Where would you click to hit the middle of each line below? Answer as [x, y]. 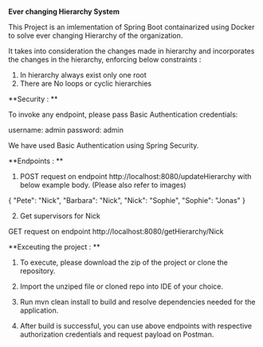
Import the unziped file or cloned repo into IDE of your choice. [122, 286]
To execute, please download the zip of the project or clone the [124, 262]
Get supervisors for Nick [60, 216]
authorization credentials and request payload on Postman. [117, 334]
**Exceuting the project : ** [55, 247]
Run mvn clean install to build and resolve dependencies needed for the [138, 302]
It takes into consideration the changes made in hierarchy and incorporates [131, 51]
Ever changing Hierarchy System [64, 12]
